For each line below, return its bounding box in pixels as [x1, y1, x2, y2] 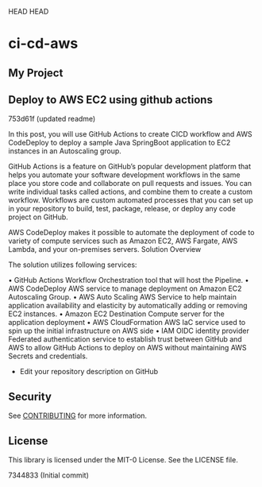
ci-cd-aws [8, 35, 79, 52]
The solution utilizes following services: [8, 260, 137, 269]
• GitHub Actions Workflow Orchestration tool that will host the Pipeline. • [8, 276, 249, 285]
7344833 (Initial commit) [8, 470, 90, 480]
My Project [8, 66, 64, 79]
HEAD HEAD [8, 7, 49, 16]
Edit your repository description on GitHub [19, 367, 159, 377]
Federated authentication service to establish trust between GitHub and [8, 334, 242, 344]
